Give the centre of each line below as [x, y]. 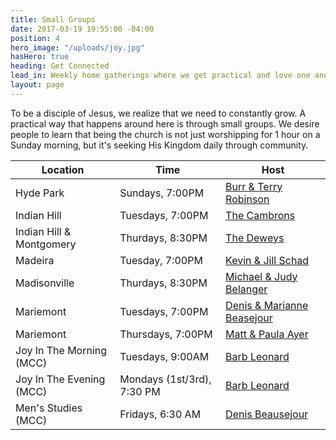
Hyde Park [40, 193]
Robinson [247, 199]
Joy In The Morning [61, 350]
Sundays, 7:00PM [162, 193]
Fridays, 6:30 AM [160, 414]
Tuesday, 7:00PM [161, 260]
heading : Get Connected [60, 66]
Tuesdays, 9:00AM [164, 356]
